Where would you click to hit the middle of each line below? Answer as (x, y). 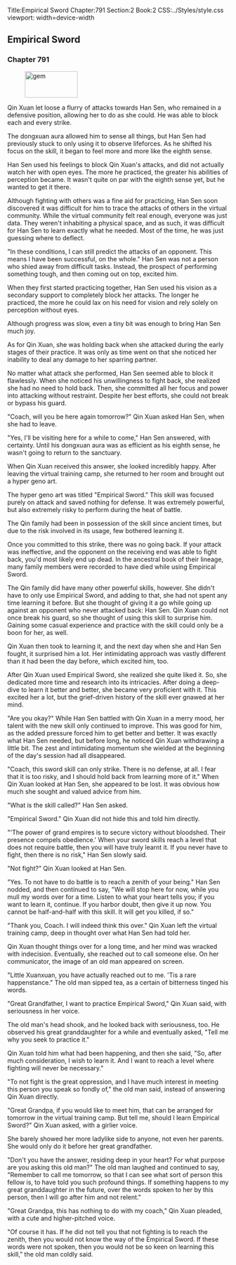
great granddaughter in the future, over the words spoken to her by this (111, 1189)
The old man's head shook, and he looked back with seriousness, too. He (113, 1024)
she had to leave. (32, 424)
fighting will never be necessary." (55, 1068)
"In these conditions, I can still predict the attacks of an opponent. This (110, 251)
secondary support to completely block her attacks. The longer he (103, 295)
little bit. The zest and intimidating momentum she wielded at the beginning (116, 748)
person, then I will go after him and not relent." (74, 1197)
